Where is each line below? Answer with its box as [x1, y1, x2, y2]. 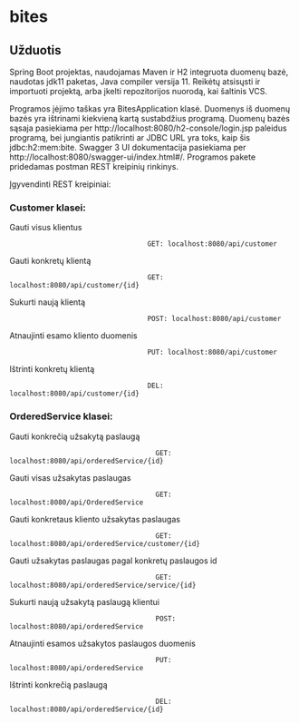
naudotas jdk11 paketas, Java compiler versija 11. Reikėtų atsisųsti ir [9, 76, 261, 87]
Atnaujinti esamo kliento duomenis [9, 330, 138, 341]
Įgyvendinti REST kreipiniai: [9, 179, 111, 190]
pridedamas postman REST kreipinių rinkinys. [9, 161, 179, 171]
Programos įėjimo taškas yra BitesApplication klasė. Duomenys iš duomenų [9, 103, 291, 114]
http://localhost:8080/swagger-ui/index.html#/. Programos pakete [9, 151, 256, 162]
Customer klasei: [9, 201, 86, 214]
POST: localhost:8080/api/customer [147, 315, 282, 324]
